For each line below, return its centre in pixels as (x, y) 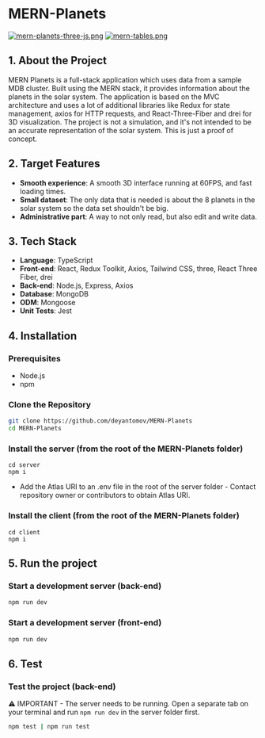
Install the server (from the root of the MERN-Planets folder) (126, 449)
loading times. (43, 191)
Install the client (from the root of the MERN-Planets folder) (124, 516)
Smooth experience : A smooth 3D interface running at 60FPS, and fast (136, 182)
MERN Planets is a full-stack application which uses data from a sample (125, 79)
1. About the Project (57, 61)
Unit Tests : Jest (46, 311)
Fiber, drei (36, 277)
